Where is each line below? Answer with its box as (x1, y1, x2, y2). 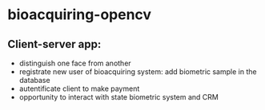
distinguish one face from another (18, 58, 131, 68)
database (18, 76, 50, 84)
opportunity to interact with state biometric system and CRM (18, 92, 219, 101)
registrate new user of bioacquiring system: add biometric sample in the (18, 67, 257, 77)
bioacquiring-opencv (7, 6, 152, 24)
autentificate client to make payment (18, 84, 140, 93)
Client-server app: (7, 37, 102, 51)
